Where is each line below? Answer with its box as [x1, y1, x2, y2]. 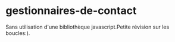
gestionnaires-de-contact [5, 4, 137, 17]
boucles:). [5, 29, 30, 36]
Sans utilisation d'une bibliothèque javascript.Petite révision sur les [5, 23, 170, 30]
